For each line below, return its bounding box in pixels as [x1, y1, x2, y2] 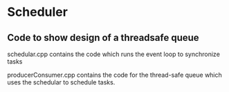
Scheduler [7, 4, 68, 20]
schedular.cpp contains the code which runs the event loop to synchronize [7, 50, 220, 58]
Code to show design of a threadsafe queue [7, 32, 199, 44]
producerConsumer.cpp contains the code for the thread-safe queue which [7, 71, 223, 79]
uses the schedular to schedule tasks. [7, 78, 116, 86]
